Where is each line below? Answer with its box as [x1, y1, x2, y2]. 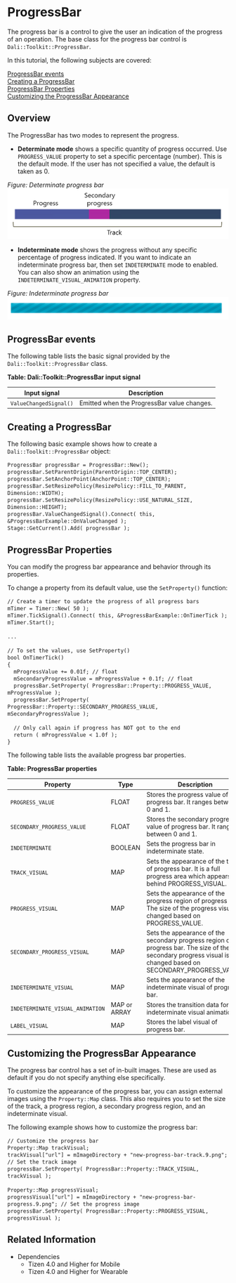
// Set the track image [7, 1159, 77, 1166]
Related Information [7, 1234, 96, 1246]
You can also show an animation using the [17, 268, 140, 277]
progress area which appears [146, 871, 232, 880]
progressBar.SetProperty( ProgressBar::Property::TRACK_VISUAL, [7, 1166, 199, 1173]
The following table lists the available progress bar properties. [7, 751, 186, 759]
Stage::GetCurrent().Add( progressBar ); [7, 525, 131, 532]
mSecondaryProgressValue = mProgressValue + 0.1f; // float [13, 676, 193, 683]
